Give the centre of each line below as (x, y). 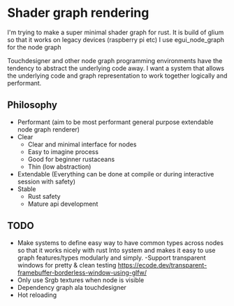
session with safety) (46, 181)
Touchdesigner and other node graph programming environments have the (115, 60)
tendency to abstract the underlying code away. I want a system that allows (116, 68)
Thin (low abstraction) (59, 167)
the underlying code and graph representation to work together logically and (117, 76)
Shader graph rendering (78, 13)
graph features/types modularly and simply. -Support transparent (111, 258)
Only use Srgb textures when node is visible (81, 280)
